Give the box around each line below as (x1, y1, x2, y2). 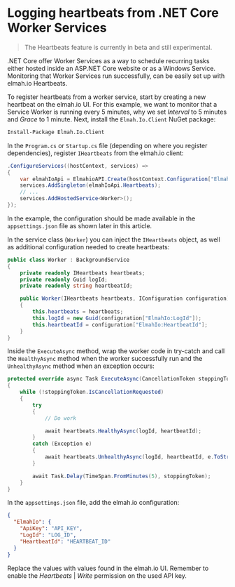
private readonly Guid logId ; (20, 276, 108, 283)
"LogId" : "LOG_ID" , (20, 532, 77, 539)
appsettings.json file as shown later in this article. (7, 221, 152, 230)
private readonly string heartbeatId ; (20, 282, 133, 289)
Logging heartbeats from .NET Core (7, 5, 219, 21)
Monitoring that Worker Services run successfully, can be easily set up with (7, 72, 225, 80)
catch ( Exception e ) (32, 440, 92, 447)
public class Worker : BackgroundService (7, 256, 130, 263)
